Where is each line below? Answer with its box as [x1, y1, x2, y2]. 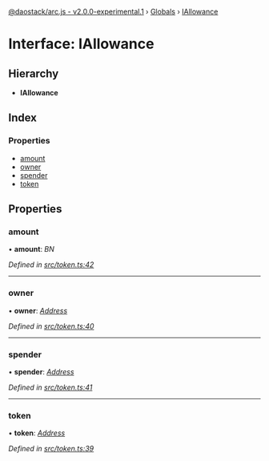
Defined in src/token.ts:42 [8, 260, 94, 269]
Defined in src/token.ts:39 [8, 444, 94, 454]
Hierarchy [8, 67, 59, 80]
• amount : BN [8, 245, 54, 254]
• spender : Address [8, 366, 74, 376]
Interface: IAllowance [8, 35, 155, 53]
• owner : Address [8, 305, 68, 315]
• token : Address [8, 428, 66, 438]
